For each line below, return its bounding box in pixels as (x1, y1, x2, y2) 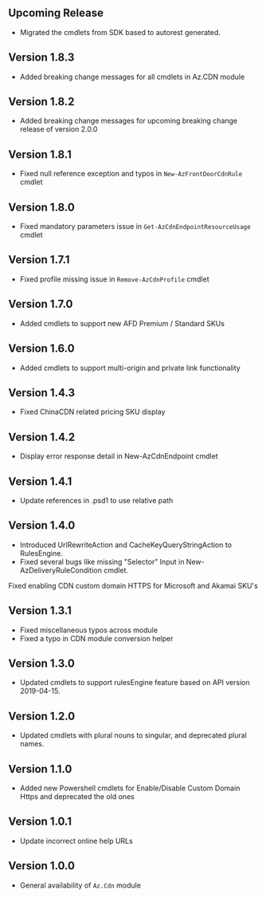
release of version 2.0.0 (19, 124, 98, 134)
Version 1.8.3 (8, 51, 75, 65)
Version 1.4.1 (8, 475, 72, 488)
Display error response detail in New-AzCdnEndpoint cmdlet (19, 451, 218, 461)
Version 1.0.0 (8, 859, 76, 872)
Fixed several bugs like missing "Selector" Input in (19, 557, 185, 566)
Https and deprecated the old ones (19, 792, 135, 801)
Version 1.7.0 (8, 297, 73, 311)
